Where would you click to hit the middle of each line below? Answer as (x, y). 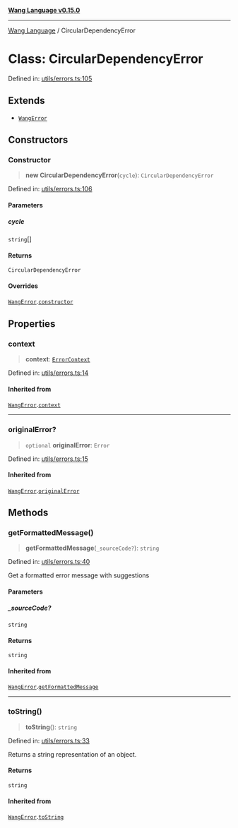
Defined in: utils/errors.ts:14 (48, 373)
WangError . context (34, 404)
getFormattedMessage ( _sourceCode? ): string (92, 548)
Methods (28, 513)
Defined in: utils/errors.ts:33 (49, 740)
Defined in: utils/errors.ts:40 (49, 562)
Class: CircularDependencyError (106, 59)
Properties (32, 324)
